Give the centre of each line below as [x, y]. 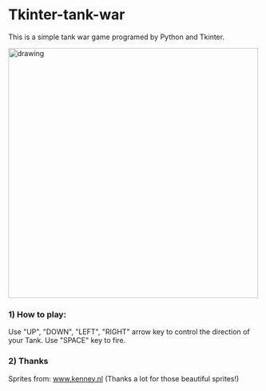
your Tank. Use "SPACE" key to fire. [67, 341]
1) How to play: [37, 314]
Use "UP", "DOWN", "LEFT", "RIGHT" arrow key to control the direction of [129, 332]
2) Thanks [28, 361]
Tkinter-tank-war [67, 15]
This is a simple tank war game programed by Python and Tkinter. [117, 37]
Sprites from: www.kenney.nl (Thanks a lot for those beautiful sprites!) [124, 378]
